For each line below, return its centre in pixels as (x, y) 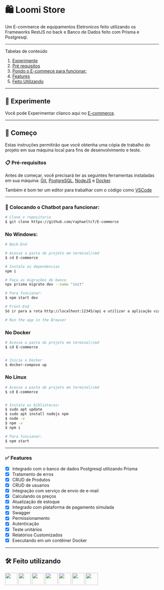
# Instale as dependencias (32, 266)
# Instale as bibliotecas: (32, 405)
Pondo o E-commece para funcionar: (49, 71)
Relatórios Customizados (37, 535)
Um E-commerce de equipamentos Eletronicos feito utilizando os (71, 27)
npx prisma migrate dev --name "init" (44, 285)
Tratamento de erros (33, 474)
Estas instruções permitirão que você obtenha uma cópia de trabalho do (78, 144)
